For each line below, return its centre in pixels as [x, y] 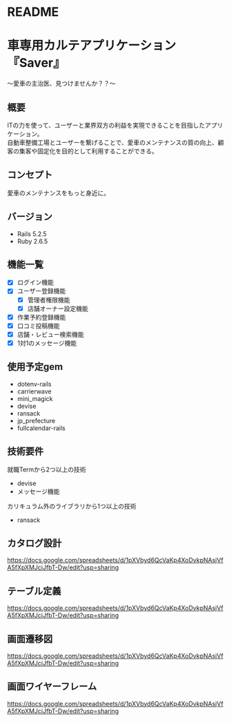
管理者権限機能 [49, 300]
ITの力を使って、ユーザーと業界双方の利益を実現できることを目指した [106, 125]
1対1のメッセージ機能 [47, 343]
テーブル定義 [34, 591]
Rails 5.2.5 [32, 234]
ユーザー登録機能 [41, 291]
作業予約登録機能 [41, 317]
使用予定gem [35, 367]
